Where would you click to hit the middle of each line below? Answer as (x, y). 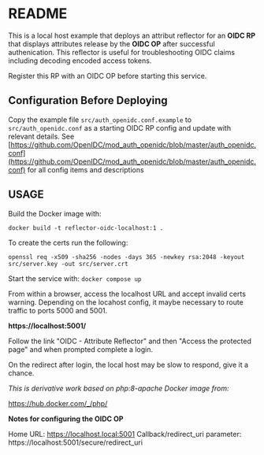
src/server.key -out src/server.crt (68, 264)
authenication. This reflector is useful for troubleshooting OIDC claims (121, 52)
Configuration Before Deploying (88, 100)
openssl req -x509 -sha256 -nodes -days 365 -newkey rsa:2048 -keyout (126, 257)
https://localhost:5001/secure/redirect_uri (76, 442)
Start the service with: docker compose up (75, 278)
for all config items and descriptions (86, 169)
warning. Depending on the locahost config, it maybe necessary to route (126, 302)
